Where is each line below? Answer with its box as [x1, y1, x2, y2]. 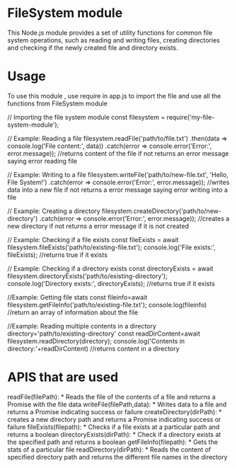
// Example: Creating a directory [7, 207, 100, 215]
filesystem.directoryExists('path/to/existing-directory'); [7, 271, 168, 280]
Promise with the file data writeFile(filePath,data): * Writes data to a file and [7, 400, 227, 409]
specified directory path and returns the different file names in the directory [7, 452, 228, 461]
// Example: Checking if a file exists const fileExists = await [7, 235, 179, 244]
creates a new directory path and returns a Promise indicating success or [7, 415, 221, 423]
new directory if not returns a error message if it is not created [7, 222, 190, 230]
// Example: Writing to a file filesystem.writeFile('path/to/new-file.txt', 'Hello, [7, 170, 229, 178]
